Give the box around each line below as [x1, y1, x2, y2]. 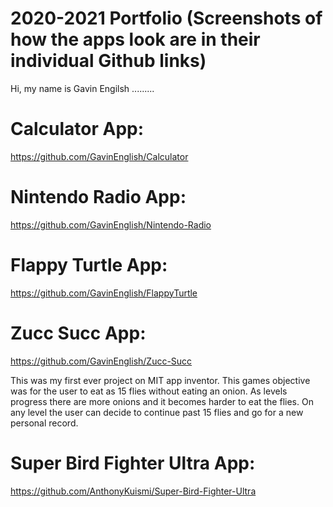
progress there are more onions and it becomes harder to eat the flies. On [10, 395, 314, 407]
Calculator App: [10, 118, 145, 141]
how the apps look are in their [10, 28, 261, 51]
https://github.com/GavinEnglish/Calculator [10, 150, 189, 162]
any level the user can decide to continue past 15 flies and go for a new [10, 406, 304, 418]
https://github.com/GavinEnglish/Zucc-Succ [10, 355, 193, 367]
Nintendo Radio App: [10, 186, 187, 209]
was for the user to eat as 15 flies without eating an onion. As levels [10, 385, 288, 397]
